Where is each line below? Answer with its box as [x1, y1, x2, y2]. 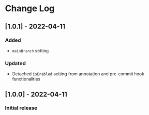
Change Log [5, 3, 55, 14]
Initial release [5, 105, 38, 112]
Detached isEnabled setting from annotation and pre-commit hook [12, 71, 144, 77]
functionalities [12, 76, 41, 82]
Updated [5, 60, 26, 66]
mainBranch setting [12, 48, 49, 53]
